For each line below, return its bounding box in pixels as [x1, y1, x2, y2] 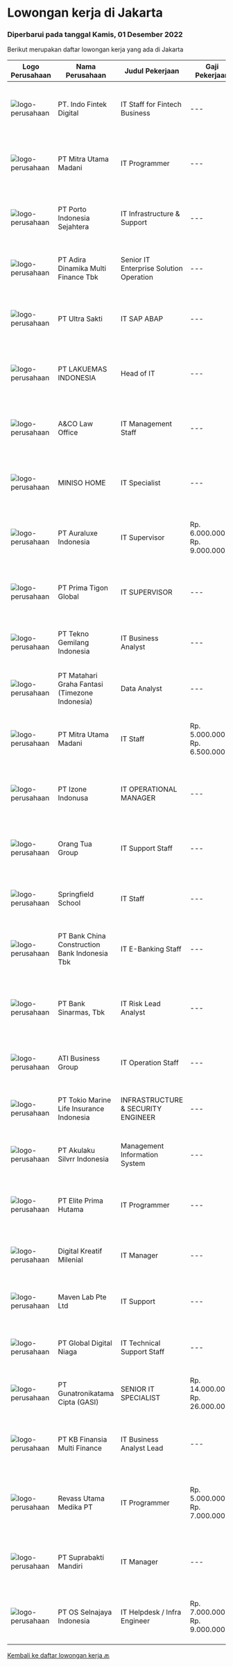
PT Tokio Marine [58, 1095, 112, 1105]
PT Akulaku [58, 1146, 96, 1156]
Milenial [58, 1255, 83, 1265]
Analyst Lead [120, 1443, 164, 1453]
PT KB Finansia [58, 1435, 107, 1444]
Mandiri [58, 1561, 83, 1571]
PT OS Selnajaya [58, 1608, 112, 1617]
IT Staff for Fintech [120, 99, 182, 109]
